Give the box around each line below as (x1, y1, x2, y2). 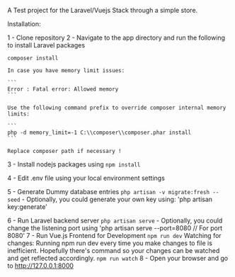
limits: (7, 111, 30, 118)
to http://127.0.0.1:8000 (7, 261, 74, 270)
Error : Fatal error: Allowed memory (7, 86, 119, 93)
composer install (7, 55, 59, 62)
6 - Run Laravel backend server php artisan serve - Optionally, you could (7, 216, 223, 225)
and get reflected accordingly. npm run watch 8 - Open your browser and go (7, 254, 229, 262)
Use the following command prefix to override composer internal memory (7, 104, 227, 111)
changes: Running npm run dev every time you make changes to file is (7, 239, 212, 247)
